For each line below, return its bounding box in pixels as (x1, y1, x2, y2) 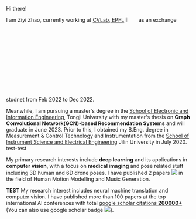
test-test (6, 144, 27, 151)
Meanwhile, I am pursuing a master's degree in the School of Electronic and (6, 107, 189, 114)
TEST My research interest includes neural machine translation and (6, 187, 169, 194)
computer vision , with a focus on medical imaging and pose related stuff (6, 162, 184, 169)
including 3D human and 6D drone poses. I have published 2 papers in (6, 169, 183, 176)
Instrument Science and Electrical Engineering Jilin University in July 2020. (6, 138, 187, 146)
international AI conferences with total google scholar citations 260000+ (6, 199, 183, 206)
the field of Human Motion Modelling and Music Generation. (6, 176, 150, 183)
